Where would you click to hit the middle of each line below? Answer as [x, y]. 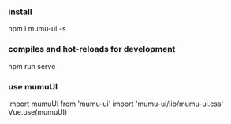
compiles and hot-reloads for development [92, 49]
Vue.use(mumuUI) [38, 111]
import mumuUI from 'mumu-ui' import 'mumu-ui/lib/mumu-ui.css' [116, 104]
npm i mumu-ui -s [37, 29]
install [20, 12]
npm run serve [32, 66]
